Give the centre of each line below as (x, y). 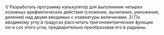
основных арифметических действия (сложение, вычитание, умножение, (82, 12)
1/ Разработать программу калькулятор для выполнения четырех (74, 7)
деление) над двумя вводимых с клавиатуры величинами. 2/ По (73, 17)
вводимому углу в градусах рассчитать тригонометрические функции (79, 22)
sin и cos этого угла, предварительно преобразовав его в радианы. (76, 27)
